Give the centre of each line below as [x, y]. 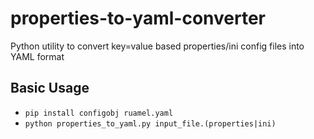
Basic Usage [50, 88]
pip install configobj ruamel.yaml [99, 113]
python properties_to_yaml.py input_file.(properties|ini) [150, 123]
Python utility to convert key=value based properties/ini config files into [157, 46]
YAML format [37, 56]
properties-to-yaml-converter [138, 18]
